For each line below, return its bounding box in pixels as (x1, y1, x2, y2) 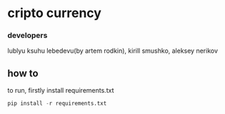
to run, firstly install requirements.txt (7, 86, 114, 95)
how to (7, 67, 39, 79)
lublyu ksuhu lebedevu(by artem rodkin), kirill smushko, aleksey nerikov (7, 46, 219, 55)
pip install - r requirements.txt (7, 100, 107, 108)
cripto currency (7, 5, 102, 21)
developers (7, 31, 48, 41)
